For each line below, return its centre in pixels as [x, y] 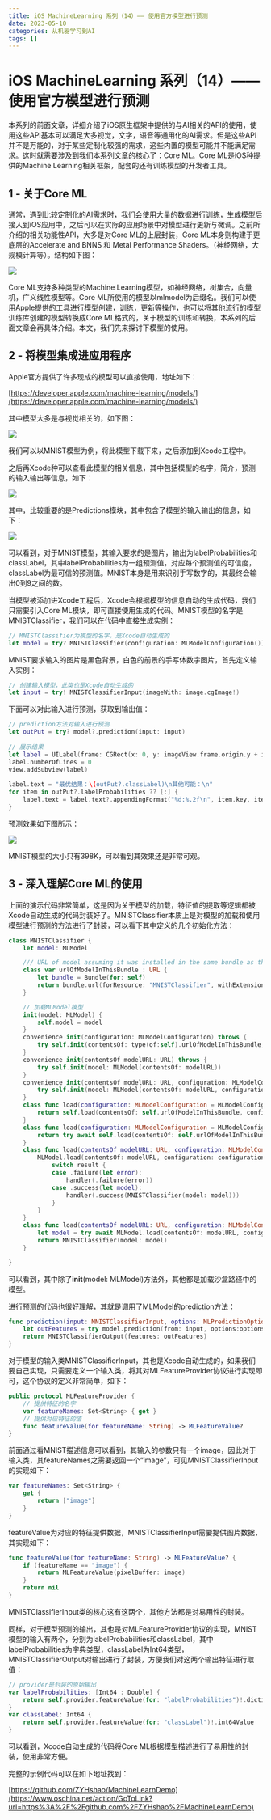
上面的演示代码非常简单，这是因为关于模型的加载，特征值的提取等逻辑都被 [132, 905]
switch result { [79, 1166]
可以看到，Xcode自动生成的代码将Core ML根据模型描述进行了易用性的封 [129, 1746]
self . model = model [70, 1022]
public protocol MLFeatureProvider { [72, 1396]
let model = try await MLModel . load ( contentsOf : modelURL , [139, 1233]
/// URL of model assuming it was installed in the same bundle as [138, 963]
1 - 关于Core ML [48, 194]
